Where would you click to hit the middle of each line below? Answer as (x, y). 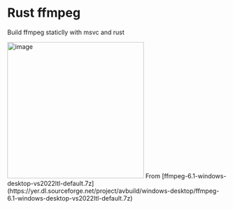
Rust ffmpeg (44, 13)
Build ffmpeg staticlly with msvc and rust (66, 32)
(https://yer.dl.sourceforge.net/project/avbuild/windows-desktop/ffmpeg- (113, 191)
